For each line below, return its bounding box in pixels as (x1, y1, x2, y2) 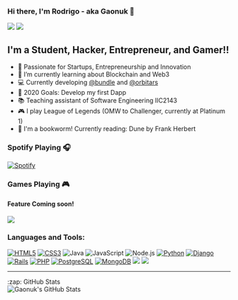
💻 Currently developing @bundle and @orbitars (17, 78, 159, 87)
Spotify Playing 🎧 (7, 143, 71, 153)
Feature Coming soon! (7, 200, 74, 208)
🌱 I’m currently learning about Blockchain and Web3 (17, 70, 170, 79)
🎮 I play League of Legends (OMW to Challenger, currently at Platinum (17, 107, 225, 115)
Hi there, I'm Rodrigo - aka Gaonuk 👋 (7, 6, 135, 16)
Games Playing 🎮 (7, 180, 70, 190)
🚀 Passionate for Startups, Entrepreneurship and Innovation (17, 63, 191, 71)
